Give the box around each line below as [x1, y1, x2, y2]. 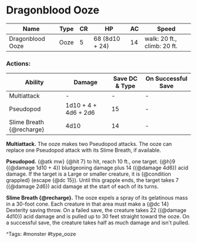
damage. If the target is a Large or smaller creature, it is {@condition [6, 170, 171, 177]
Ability [25, 78, 44, 87]
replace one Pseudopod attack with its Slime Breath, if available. [6, 147, 161, 154]
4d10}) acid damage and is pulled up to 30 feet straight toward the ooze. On [6, 213, 189, 220]
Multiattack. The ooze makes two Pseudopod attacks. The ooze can [6, 141, 172, 148]
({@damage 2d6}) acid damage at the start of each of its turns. [6, 183, 159, 190]
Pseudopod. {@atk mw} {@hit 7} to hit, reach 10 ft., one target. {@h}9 [6, 158, 176, 165]
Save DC [113, 74, 138, 83]
